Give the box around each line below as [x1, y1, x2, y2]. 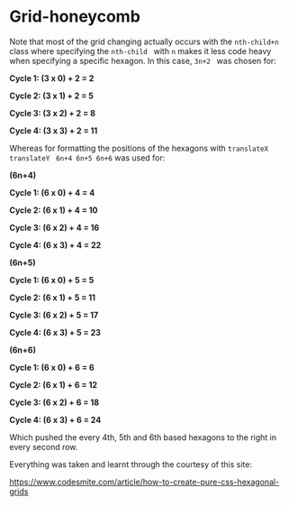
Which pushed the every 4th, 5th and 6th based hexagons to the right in [9, 431, 277, 443]
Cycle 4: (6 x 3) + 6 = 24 [9, 414, 102, 425]
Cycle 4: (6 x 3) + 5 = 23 [9, 327, 102, 337]
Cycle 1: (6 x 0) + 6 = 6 [9, 362, 95, 373]
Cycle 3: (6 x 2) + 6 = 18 [9, 397, 100, 408]
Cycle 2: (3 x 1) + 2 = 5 [9, 90, 95, 101]
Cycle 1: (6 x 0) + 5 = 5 [9, 274, 95, 285]
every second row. [9, 441, 78, 452]
